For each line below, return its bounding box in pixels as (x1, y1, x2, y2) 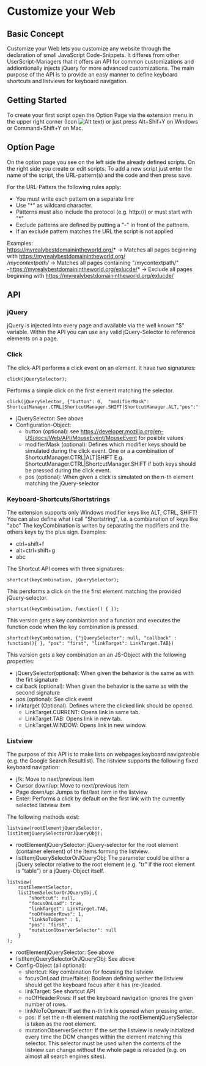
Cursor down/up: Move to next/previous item (15, 782, 129, 789)
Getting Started (7, 95, 67, 105)
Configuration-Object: (15, 421, 72, 428)
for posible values (138, 434, 184, 441)
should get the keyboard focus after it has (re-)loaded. (24, 981, 163, 989)
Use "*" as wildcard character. (15, 201, 93, 209)
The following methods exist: (7, 813, 80, 821)
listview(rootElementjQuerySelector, (7, 825, 103, 832)
